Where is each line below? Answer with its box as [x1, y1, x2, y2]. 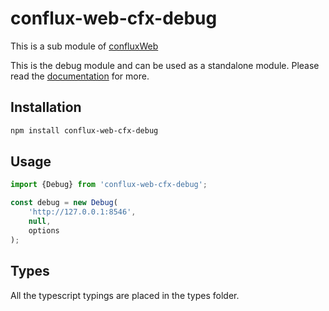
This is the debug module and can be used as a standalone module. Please [10, 59, 320, 71]
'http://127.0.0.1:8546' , [28, 207, 137, 217]
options [28, 225, 60, 236]
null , [28, 217, 52, 227]
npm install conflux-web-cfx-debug [10, 125, 159, 136]
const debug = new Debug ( [10, 198, 118, 208]
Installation [10, 99, 82, 116]
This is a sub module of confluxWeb [10, 40, 159, 52]
